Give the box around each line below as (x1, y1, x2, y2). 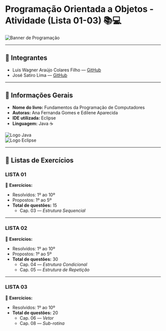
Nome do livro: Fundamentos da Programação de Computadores (12, 104, 145, 110)
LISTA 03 (5, 283, 28, 290)
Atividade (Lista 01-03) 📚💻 (5, 15, 122, 26)
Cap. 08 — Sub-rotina (19, 320, 65, 326)
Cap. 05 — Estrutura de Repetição (19, 267, 90, 273)
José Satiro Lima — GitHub (12, 72, 68, 78)
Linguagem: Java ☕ (12, 120, 53, 126)
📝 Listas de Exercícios (5, 156, 74, 165)
